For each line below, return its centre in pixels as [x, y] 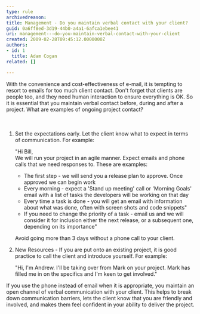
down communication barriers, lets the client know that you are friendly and [99, 298]
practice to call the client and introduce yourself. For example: [91, 256]
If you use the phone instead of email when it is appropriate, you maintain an [100, 285]
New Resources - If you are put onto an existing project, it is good [96, 250]
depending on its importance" [60, 226]
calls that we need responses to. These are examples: [81, 164]
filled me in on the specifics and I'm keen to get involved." [86, 274]
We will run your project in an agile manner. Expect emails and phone [100, 158]
